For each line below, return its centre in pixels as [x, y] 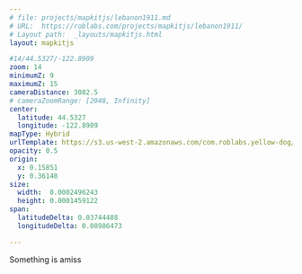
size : [19, 184]
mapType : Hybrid [40, 134]
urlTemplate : [34, 143]
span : [19, 209]
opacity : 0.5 [34, 151]
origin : [24, 159]
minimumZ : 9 [31, 76]
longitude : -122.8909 [58, 126]
